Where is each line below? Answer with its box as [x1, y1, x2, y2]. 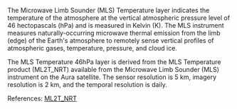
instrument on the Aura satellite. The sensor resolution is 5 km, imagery [7, 73, 217, 81]
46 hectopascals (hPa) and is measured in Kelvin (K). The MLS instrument [7, 21, 224, 29]
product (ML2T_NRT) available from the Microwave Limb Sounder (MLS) [7, 66, 219, 73]
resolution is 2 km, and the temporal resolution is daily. [7, 81, 167, 88]
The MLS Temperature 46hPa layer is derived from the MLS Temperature [7, 58, 221, 66]
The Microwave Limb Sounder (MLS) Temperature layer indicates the [7, 6, 210, 14]
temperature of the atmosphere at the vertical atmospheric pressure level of [7, 14, 230, 22]
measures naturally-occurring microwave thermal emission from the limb [7, 28, 221, 37]
